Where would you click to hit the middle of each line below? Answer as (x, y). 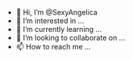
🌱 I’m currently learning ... (59, 29)
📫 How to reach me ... (53, 47)
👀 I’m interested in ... (50, 21)
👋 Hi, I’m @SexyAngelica (57, 12)
